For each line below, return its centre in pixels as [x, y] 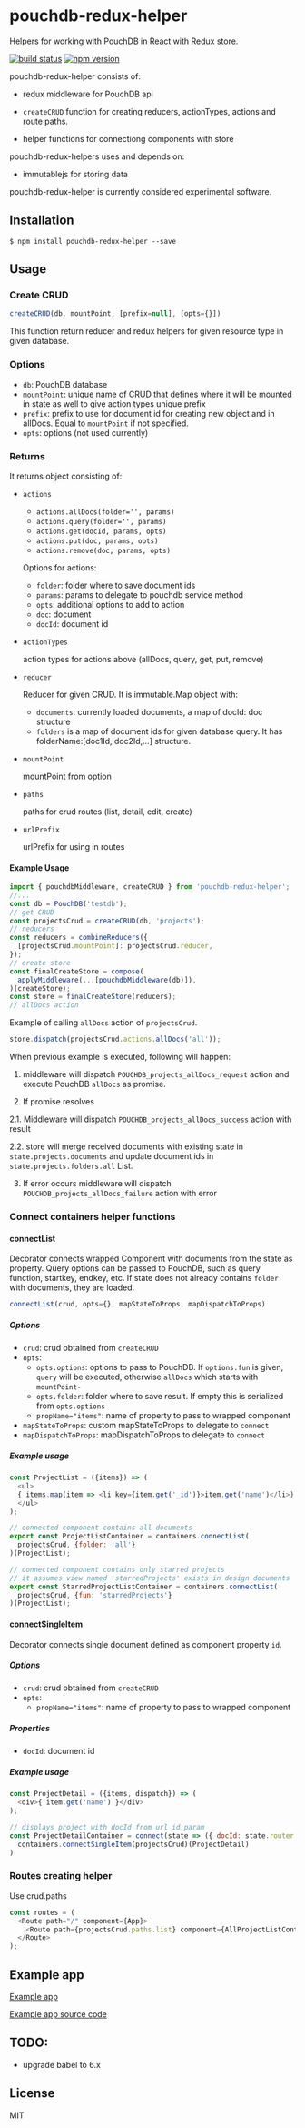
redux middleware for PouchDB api [88, 94]
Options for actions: [59, 567]
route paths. [45, 121]
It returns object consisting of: [66, 476]
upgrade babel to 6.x [62, 2064]
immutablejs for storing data [75, 174]
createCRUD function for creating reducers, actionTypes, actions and [149, 111]
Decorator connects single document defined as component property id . [146, 1644]
